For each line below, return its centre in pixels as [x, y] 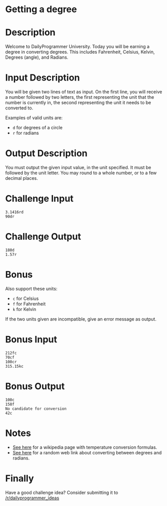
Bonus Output [35, 386]
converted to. [19, 108]
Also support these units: [31, 288]
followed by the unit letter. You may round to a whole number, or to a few [81, 173]
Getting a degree [41, 9]
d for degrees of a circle [37, 128]
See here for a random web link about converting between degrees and [87, 452]
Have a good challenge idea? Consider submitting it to [62, 492]
